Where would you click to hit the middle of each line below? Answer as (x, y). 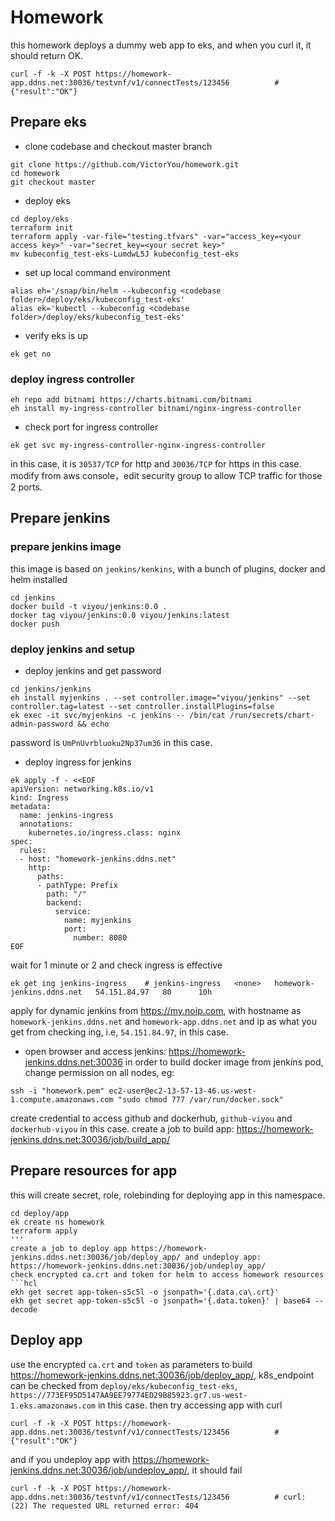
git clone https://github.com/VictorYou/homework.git (125, 164)
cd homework (35, 173)
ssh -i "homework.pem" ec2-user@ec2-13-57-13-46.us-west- (133, 1091)
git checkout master (53, 182)
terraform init (42, 227)
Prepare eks (48, 122)
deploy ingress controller (72, 379)
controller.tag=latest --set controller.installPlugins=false (142, 707)
